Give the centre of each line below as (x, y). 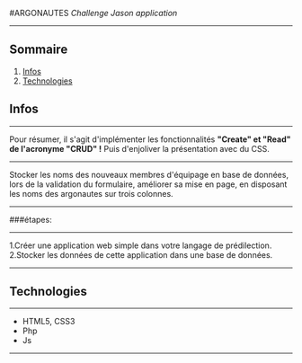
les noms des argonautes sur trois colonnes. (91, 193)
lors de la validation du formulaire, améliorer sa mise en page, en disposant (148, 184)
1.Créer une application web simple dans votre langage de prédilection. (141, 245)
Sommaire (39, 50)
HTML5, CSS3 (49, 322)
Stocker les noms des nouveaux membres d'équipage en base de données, (149, 174)
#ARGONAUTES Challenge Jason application (93, 13)
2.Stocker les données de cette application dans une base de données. (141, 254)
